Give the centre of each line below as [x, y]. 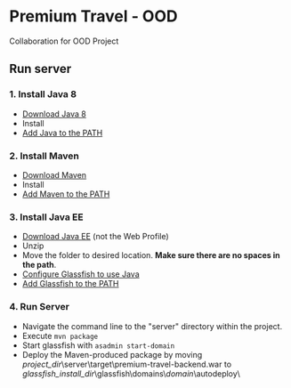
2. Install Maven [44, 156]
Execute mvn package [60, 335]
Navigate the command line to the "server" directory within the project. [152, 326]
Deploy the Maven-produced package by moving [112, 354]
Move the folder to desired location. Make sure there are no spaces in [151, 255]
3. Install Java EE [46, 217]
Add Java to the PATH [62, 133]
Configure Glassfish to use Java [81, 274]
